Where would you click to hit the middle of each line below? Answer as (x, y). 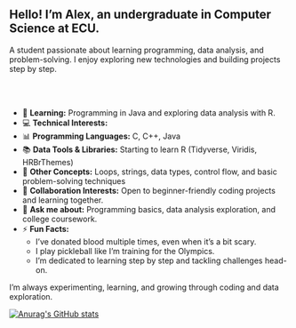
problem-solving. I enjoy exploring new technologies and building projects (145, 59)
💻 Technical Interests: (65, 123)
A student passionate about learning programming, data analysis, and (136, 50)
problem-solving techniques (74, 180)
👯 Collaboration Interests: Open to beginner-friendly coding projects (148, 190)
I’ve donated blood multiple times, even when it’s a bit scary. (146, 241)
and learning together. (63, 200)
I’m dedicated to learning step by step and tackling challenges (149, 260)
